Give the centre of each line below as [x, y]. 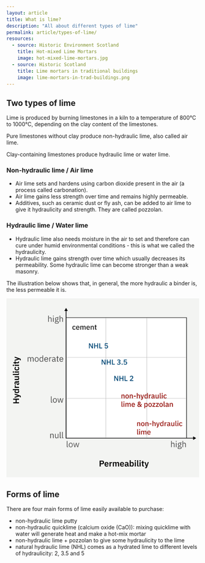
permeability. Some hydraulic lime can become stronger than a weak [102, 265]
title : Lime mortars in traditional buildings [78, 71]
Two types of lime [41, 103]
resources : [20, 39]
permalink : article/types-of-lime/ [52, 32]
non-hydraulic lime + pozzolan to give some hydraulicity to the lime [100, 540]
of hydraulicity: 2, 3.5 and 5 [50, 553]
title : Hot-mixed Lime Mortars [57, 52]
